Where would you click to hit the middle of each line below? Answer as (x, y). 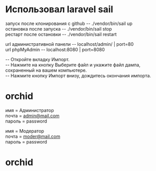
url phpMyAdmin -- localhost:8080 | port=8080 (55, 49)
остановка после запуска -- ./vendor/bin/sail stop (59, 28)
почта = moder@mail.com (33, 136)
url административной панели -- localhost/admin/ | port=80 (70, 44)
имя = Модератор (25, 131)
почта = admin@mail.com (32, 116)
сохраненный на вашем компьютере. (46, 70)
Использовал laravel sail (59, 9)
